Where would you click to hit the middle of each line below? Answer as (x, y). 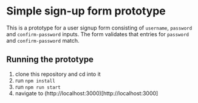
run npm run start (38, 87)
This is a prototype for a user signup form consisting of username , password (99, 28)
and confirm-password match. (43, 40)
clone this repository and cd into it (58, 74)
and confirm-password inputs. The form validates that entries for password (98, 34)
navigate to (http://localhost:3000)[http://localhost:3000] (87, 93)
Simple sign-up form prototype (86, 11)
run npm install (35, 80)
